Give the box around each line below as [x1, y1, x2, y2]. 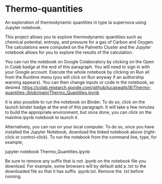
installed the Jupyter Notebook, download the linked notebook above [5, 129, 143, 135]
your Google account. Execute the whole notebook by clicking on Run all [5, 69, 150, 75]
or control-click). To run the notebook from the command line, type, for [15, 134, 157, 140]
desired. [5, 84, 22, 90]
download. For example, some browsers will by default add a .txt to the [5, 163, 147, 169]
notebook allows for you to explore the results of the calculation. [5, 49, 133, 55]
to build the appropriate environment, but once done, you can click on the [5, 109, 152, 115]
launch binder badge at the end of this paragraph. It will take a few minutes [5, 104, 155, 110]
